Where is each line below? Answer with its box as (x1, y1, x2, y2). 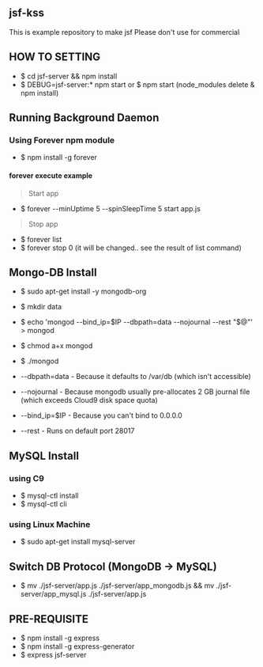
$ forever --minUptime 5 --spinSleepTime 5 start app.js (20, 203, 201, 213)
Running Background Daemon (9, 111, 160, 125)
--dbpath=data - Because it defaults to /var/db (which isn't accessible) (20, 372, 251, 381)
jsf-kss (9, 6, 44, 20)
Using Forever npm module (9, 135, 115, 146)
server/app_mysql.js (20, 589, 87, 599)
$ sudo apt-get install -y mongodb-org (20, 286, 147, 296)
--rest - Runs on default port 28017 (20, 426, 135, 436)
